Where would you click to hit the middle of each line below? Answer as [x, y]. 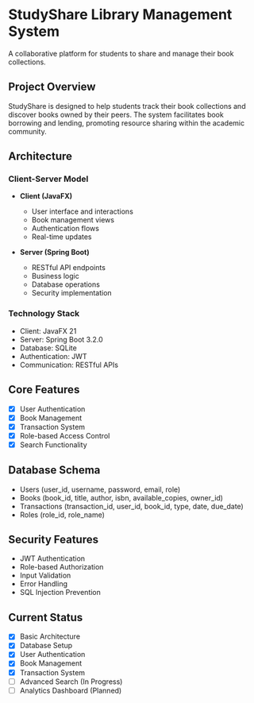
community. [27, 131]
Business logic [55, 276]
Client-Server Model [48, 179]
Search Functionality [53, 444]
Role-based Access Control [65, 435]
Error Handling [44, 584]
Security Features [54, 540]
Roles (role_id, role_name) [62, 515]
